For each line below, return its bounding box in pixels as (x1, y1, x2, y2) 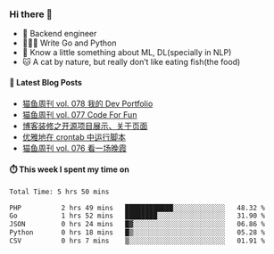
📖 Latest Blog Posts (9, 77, 83, 87)
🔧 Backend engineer (21, 29, 97, 39)
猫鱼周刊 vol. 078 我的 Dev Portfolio (21, 98, 154, 109)
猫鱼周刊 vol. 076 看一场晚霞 (21, 143, 127, 153)
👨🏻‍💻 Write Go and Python (21, 37, 117, 48)
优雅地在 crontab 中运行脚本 (21, 131, 127, 142)
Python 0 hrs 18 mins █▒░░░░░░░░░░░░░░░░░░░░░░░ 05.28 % (9, 228, 266, 237)
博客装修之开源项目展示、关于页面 (21, 120, 148, 131)
